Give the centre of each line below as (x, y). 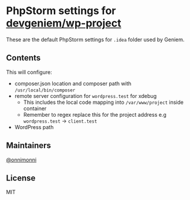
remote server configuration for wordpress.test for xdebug (86, 96)
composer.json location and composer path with (73, 83)
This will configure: (29, 72)
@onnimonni (21, 160)
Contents (23, 58)
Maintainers (29, 146)
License (21, 178)
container (35, 108)
